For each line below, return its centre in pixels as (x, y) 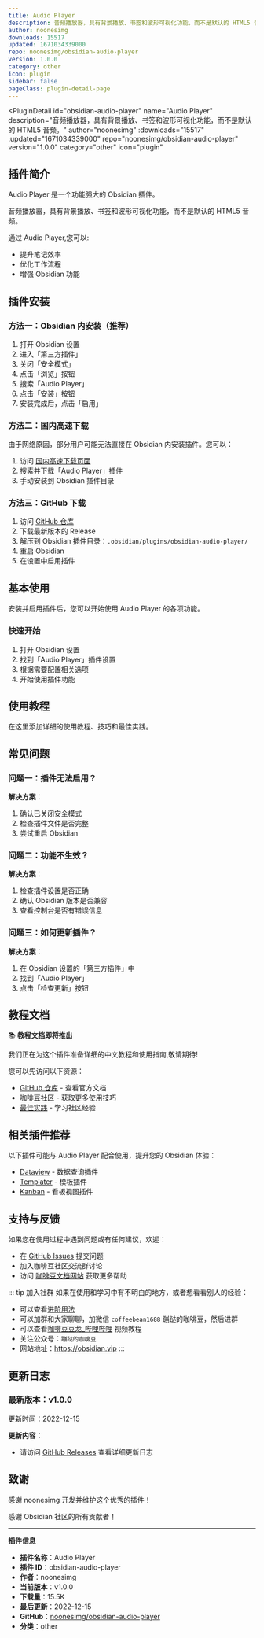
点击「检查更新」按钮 (54, 987)
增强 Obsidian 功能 (49, 274)
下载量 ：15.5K (42, 1596)
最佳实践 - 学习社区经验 (58, 1108)
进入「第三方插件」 (51, 354)
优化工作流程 (40, 264)
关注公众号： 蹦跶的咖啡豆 (58, 1339)
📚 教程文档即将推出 (40, 1035)
